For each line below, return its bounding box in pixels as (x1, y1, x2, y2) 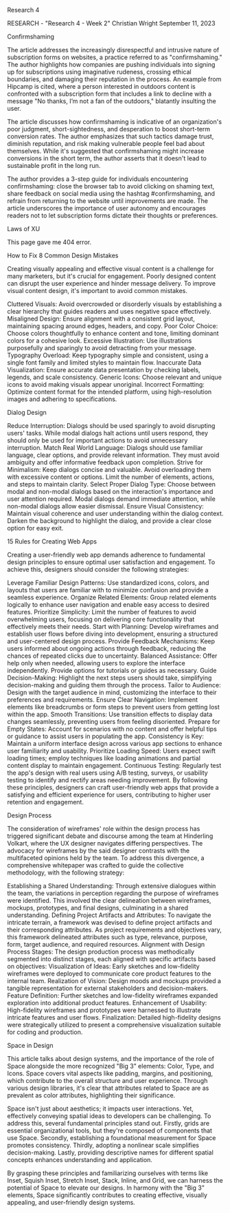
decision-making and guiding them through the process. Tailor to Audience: (7, 681, 221, 689)
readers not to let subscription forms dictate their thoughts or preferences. (7, 211, 218, 219)
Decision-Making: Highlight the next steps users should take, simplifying (7, 674, 212, 682)
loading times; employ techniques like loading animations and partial (7, 754, 201, 762)
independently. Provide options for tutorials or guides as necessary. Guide (7, 667, 217, 674)
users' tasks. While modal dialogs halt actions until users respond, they (7, 429, 208, 437)
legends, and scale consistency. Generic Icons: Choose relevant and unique (7, 373, 222, 381)
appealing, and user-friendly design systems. (7, 1199, 135, 1206)
